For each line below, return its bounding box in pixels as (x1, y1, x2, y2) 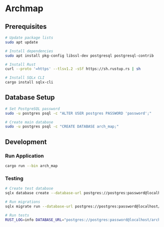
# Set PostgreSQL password (5, 106, 60, 111)
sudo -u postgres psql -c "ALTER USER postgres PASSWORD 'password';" (5, 111, 152, 116)
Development (5, 138, 47, 146)
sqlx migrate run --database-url (5, 204, 73, 209)
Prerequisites (5, 22, 47, 31)
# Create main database (5, 120, 54, 124)
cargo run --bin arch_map (5, 164, 58, 168)
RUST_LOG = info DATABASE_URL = (5, 217, 64, 222)
